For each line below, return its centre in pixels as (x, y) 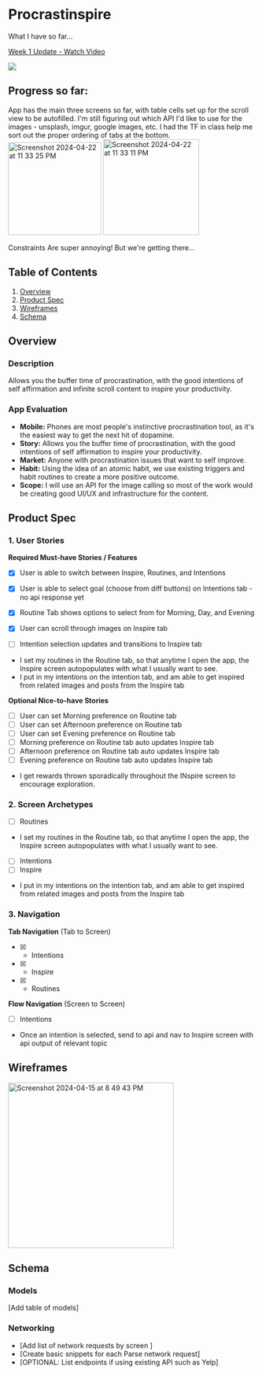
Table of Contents (53, 273)
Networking (31, 1329)
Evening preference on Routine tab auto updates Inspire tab (116, 760)
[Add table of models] (44, 1308)
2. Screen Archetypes (51, 804)
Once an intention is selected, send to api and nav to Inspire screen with (137, 1034)
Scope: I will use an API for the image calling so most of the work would (136, 485)
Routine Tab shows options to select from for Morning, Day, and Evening (137, 613)
